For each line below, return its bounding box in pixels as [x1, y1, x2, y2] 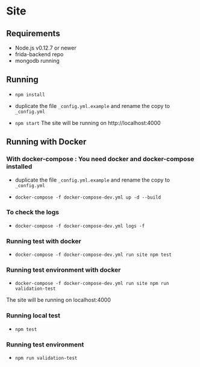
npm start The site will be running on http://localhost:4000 [14, 119, 161, 126]
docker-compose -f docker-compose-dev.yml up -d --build [14, 194, 161, 200]
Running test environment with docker [6, 266, 121, 274]
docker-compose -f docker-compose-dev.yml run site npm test [14, 252, 172, 258]
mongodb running [14, 57, 60, 64]
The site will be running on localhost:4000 [6, 296, 111, 304]
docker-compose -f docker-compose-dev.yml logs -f [14, 223, 145, 229]
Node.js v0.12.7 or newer [14, 44, 77, 51]
